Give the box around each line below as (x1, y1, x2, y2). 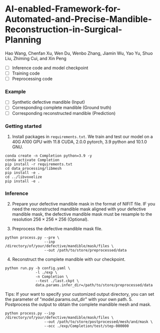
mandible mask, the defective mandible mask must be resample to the (12, 211, 152, 217)
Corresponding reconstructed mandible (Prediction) (12, 110, 116, 116)
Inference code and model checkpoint (12, 64, 89, 71)
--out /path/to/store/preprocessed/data (44, 248, 127, 253)
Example (5, 88, 26, 95)
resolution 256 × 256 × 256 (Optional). (12, 217, 89, 222)
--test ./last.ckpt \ (35, 279, 79, 284)
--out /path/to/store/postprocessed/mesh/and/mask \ (44, 319, 153, 324)
